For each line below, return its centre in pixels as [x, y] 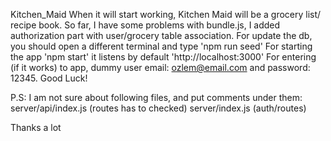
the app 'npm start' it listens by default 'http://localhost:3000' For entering [163, 57]
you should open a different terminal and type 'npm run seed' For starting [161, 46]
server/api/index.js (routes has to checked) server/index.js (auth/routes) [158, 108]
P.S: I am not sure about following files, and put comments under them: [156, 97]
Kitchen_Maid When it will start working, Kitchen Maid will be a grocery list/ [166, 14]
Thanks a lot [36, 127]
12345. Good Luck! [49, 78]
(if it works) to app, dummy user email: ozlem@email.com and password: [160, 67]
